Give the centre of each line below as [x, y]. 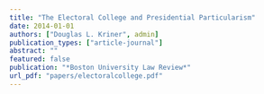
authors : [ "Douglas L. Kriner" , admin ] [84, 34]
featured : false [40, 59]
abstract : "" [34, 51]
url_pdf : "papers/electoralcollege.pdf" [86, 76]
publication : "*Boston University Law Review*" [100, 68]
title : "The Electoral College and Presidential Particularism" [132, 17]
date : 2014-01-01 [42, 26]
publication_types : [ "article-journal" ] [86, 43]
